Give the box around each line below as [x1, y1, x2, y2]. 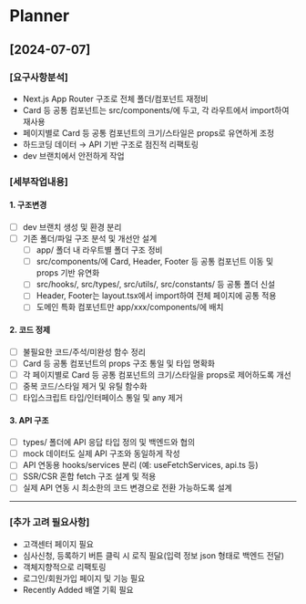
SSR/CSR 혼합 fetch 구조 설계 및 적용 [22, 471, 157, 482]
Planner [9, 5, 70, 26]
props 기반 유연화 [36, 267, 100, 278]
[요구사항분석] [9, 70, 68, 83]
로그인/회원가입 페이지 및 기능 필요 [22, 572, 146, 584]
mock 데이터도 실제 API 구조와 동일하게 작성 [22, 448, 180, 459]
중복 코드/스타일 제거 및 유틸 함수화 [22, 380, 148, 391]
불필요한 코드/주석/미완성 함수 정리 [22, 346, 146, 357]
